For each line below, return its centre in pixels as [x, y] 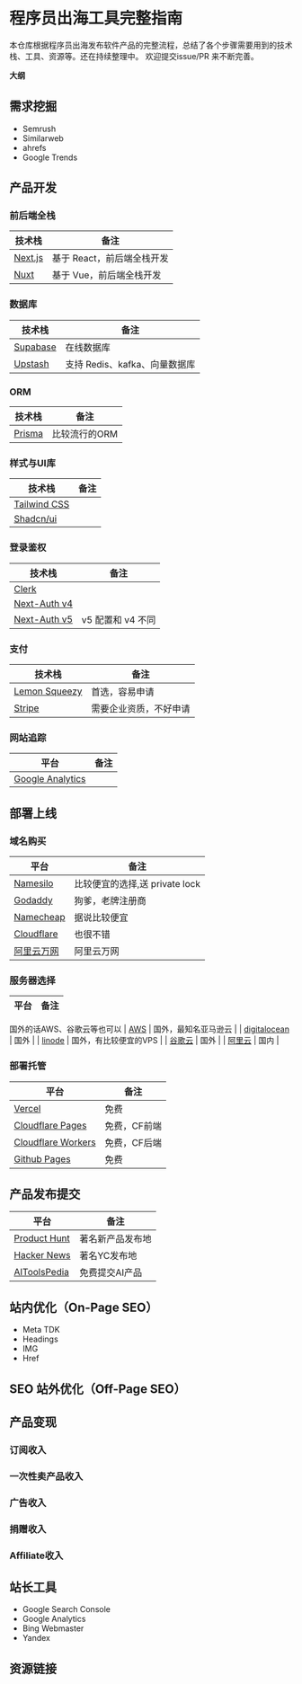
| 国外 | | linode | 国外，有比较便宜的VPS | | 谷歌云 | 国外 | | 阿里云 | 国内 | [144, 1041]
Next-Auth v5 [44, 619]
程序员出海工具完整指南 [96, 18]
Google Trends [50, 157]
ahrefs [34, 147]
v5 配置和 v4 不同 [119, 619]
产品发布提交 [45, 1194]
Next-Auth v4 [44, 603]
